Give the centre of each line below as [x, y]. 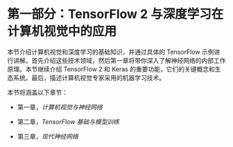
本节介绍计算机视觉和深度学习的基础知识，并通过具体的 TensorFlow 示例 [111, 52]
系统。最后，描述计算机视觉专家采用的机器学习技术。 [89, 77]
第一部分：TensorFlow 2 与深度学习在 [115, 14]
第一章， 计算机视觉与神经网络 [60, 107]
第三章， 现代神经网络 [48, 136]
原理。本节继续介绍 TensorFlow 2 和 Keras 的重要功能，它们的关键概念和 [111, 69]
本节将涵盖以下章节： [37, 92]
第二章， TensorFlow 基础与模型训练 [68, 121]
